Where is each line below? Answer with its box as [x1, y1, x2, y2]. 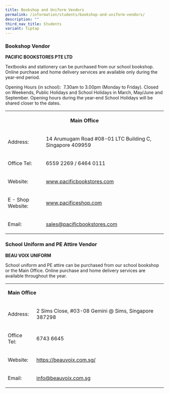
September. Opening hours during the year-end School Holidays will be [5, 95, 153, 101]
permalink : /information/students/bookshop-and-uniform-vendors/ [5, 12, 145, 17]
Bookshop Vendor [5, 43, 50, 50]
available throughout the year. [5, 272, 67, 279]
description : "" [5, 17, 39, 22]
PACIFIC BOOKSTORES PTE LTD [5, 54, 73, 60]
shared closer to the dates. [5, 100, 61, 106]
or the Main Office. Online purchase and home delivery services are [5, 267, 146, 273]
